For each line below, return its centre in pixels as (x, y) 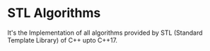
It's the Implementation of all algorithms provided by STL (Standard (105, 33)
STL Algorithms (54, 13)
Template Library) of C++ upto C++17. (63, 40)
